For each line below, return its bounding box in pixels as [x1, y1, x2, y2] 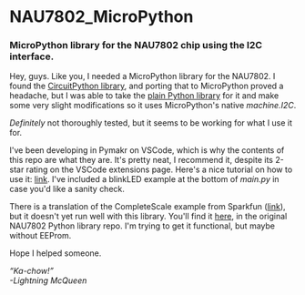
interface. [9, 50, 55, 63]
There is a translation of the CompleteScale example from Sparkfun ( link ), [9, 201, 286, 212]
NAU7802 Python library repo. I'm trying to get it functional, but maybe [9, 220, 276, 231]
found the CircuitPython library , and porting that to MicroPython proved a [9, 80, 284, 92]
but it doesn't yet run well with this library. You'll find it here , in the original [9, 211, 288, 222]
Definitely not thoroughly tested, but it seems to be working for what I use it [9, 117, 293, 128]
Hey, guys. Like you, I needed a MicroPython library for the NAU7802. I [9, 71, 276, 82]
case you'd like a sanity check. [9, 184, 126, 195]
